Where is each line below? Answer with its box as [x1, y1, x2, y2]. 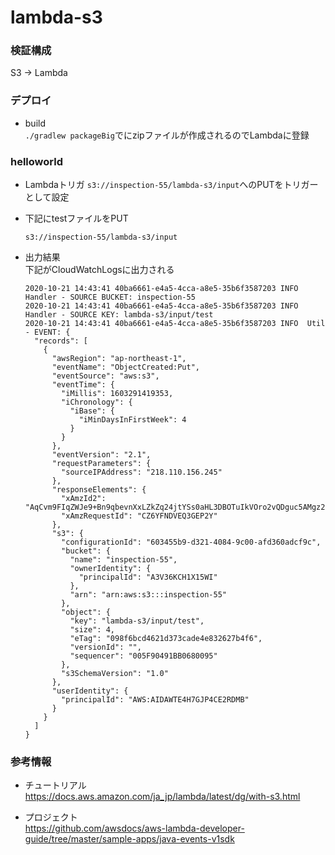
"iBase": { [69, 406, 115, 416]
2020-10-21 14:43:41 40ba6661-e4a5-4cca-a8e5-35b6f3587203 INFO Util [24, 319, 326, 329]
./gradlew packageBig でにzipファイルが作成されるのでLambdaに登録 [24, 129, 310, 141]
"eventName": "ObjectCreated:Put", [51, 362, 200, 373]
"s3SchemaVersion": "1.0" [61, 669, 169, 679]
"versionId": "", [69, 642, 142, 653]
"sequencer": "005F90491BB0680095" [69, 651, 218, 661]
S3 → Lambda [10, 67, 68, 79]
